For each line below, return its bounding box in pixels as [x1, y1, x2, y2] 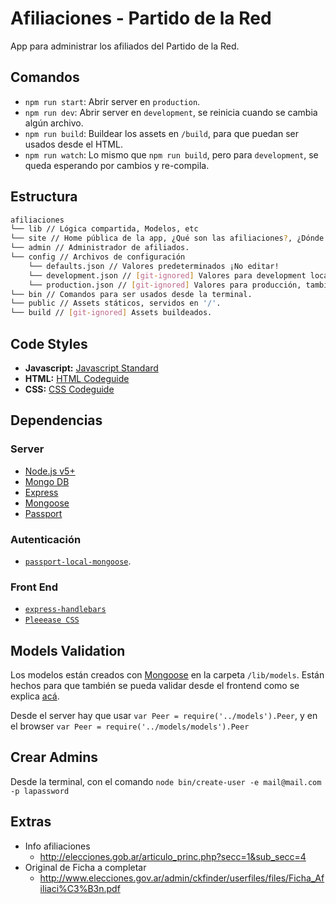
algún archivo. [24, 117, 84, 129]
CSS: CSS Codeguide [24, 383, 115, 395]
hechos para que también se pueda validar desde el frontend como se [10, 680, 300, 692]
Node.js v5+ [24, 465, 76, 477]
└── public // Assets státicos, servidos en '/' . [10, 298, 222, 309]
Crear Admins [10, 749, 99, 766]
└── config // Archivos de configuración [10, 252, 186, 262]
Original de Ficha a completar [24, 861, 147, 873]
